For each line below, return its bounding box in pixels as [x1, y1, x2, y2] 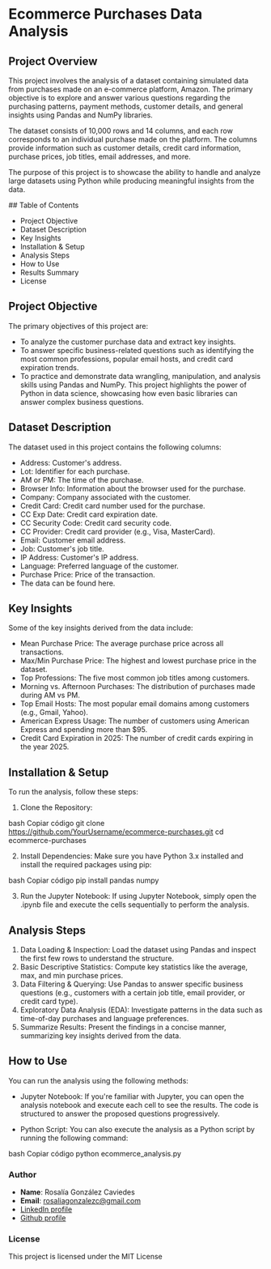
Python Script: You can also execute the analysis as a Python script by [19, 1124, 255, 1134]
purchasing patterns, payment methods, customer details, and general [8, 102, 243, 111]
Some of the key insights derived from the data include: [8, 623, 193, 632]
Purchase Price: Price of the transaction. [19, 569, 155, 579]
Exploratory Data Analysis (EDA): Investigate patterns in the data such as [19, 1005, 263, 1015]
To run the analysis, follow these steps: [8, 787, 139, 797]
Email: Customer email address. [19, 535, 126, 545]
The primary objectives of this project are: [8, 321, 149, 330]
